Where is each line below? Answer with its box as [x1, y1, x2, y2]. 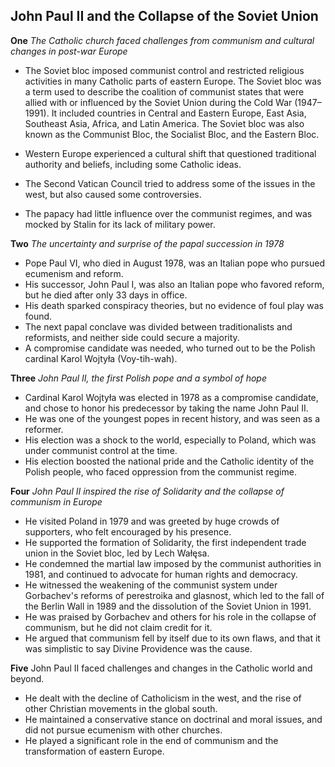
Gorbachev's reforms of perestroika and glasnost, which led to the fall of [24, 589, 325, 601]
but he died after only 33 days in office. [24, 289, 188, 301]
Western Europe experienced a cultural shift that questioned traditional [24, 147, 317, 159]
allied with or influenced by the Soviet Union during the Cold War [24, 96, 293, 108]
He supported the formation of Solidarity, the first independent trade [24, 536, 307, 548]
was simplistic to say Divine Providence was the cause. [24, 642, 253, 654]
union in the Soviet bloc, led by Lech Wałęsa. [24, 547, 210, 559]
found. [24, 310, 53, 322]
